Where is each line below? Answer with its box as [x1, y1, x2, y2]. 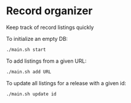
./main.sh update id [6, 91, 57, 97]
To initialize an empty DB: [6, 35, 68, 42]
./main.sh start [6, 46, 46, 53]
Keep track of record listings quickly [6, 24, 94, 31]
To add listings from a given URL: [6, 57, 87, 65]
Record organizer [6, 4, 93, 18]
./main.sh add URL [6, 69, 51, 75]
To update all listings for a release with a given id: [6, 79, 126, 86]
